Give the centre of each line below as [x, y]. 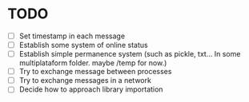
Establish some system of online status [84, 45]
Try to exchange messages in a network [85, 80]
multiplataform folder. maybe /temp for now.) [93, 63]
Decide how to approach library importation [91, 89]
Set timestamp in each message [72, 36]
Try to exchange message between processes [95, 72]
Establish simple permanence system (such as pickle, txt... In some [130, 54]
